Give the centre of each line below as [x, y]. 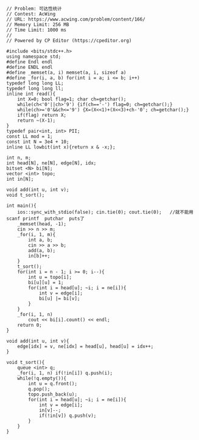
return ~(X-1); [37, 120]
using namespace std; [34, 57]
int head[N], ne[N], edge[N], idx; [51, 163]
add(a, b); [42, 251]
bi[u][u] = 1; [46, 282]
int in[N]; [20, 179]
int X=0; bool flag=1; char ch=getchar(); [72, 99]
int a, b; [40, 240]
